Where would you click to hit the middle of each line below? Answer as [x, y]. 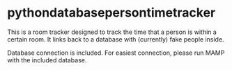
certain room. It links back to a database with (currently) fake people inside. [116, 39]
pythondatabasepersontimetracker [111, 13]
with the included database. [47, 60]
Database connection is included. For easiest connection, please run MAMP [116, 53]
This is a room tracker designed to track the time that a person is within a [112, 32]
